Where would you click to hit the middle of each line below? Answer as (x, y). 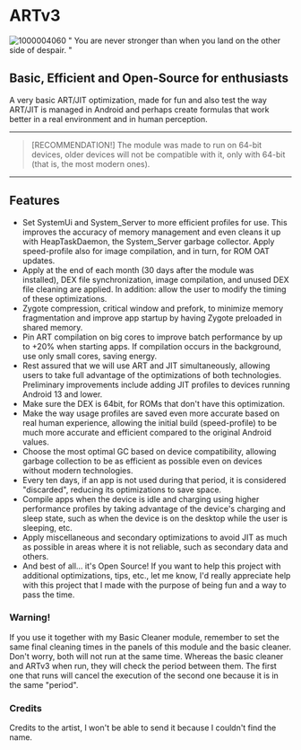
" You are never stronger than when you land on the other (174, 40)
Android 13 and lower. (62, 394)
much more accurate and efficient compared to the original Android (146, 432)
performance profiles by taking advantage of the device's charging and (154, 508)
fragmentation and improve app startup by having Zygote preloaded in (152, 318)
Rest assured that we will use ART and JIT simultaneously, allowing (146, 366)
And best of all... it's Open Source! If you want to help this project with (151, 566)
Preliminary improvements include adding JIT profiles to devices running (156, 384)
